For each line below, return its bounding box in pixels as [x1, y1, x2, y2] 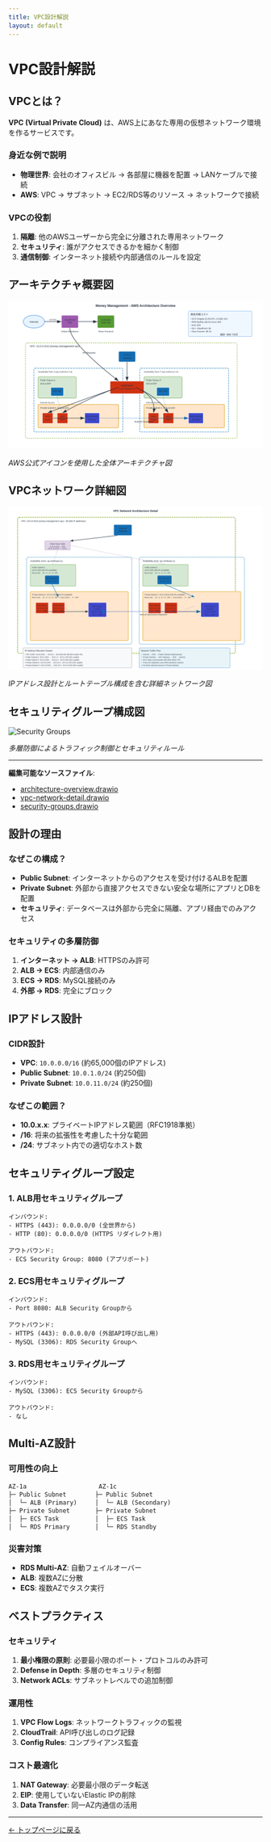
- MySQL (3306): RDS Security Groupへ [8, 1338, 138, 1347]
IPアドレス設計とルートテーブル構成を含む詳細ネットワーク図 [8, 679, 212, 688]
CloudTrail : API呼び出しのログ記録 [19, 1727, 135, 1737]
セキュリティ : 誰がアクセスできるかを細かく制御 [19, 242, 179, 252]
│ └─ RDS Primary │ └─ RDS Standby [8, 1523, 157, 1531]
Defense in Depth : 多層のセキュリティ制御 [19, 1665, 161, 1676]
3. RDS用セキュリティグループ [8, 1358, 125, 1369]
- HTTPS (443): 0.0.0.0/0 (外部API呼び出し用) [8, 1330, 159, 1338]
